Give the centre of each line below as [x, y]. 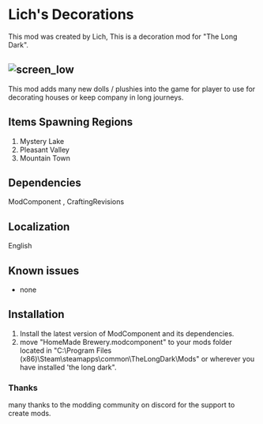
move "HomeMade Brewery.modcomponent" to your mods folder [126, 342]
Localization [39, 227]
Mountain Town [45, 158]
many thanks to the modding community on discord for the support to [122, 405]
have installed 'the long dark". [68, 367]
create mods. [30, 414]
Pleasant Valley [44, 150]
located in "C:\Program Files [66, 350]
